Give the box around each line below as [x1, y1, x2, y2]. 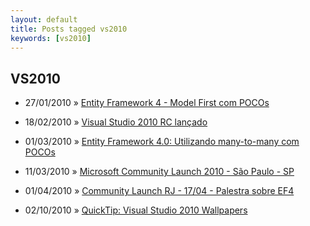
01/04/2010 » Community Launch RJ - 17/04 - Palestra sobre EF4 [24, 185, 295, 197]
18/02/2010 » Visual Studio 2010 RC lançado [24, 116, 208, 128]
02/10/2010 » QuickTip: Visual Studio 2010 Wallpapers [24, 204, 248, 216]
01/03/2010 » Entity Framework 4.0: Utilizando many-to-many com [24, 136, 300, 148]
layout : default [10, 14, 78, 25]
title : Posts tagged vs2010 [10, 24, 128, 34]
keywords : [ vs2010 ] [10, 33, 92, 43]
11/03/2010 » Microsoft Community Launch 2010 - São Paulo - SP [24, 166, 295, 178]
